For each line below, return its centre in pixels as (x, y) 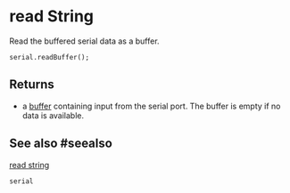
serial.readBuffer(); (50, 57)
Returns (32, 85)
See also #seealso (61, 144)
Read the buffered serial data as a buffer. (84, 41)
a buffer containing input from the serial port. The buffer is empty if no (151, 106)
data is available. (53, 115)
